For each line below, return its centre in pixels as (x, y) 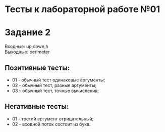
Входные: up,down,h (26, 47)
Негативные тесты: (37, 106)
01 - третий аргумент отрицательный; (53, 119)
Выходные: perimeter (27, 52)
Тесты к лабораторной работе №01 (82, 9)
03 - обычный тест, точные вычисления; (56, 91)
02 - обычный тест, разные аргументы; (54, 85)
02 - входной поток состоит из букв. (51, 124)
